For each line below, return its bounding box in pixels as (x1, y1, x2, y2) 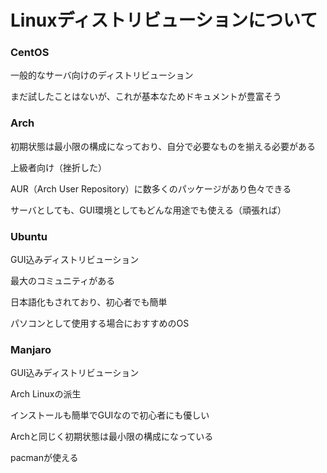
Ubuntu (10, 229, 48, 243)
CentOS (10, 46, 50, 60)
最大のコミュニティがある (10, 275, 116, 287)
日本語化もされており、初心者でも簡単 (10, 296, 168, 308)
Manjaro (10, 343, 52, 356)
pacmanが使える (10, 452, 79, 464)
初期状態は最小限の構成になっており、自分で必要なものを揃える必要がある (10, 140, 316, 152)
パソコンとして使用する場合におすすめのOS (10, 317, 190, 330)
